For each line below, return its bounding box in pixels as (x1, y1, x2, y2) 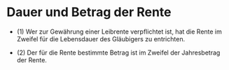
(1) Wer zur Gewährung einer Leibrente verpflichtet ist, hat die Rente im (16, 27, 222, 36)
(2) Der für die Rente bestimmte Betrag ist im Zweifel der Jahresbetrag (16, 48, 221, 57)
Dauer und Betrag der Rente (6, 4, 172, 20)
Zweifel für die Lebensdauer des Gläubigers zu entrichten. (16, 34, 186, 43)
